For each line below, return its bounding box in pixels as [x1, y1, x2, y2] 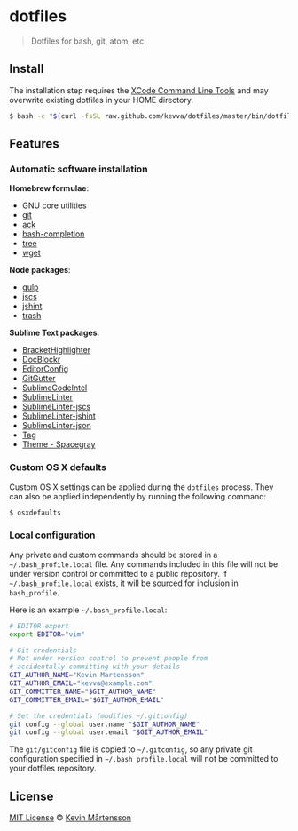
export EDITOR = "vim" [9, 629, 86, 639]
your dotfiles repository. [9, 763, 97, 774]
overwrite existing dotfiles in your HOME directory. [9, 94, 193, 105]
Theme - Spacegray [21, 439, 96, 450]
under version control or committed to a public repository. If [9, 568, 228, 579]
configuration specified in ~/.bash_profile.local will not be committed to [9, 754, 278, 764]
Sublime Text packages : [9, 327, 100, 339]
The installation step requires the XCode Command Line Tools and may [9, 84, 269, 95]
